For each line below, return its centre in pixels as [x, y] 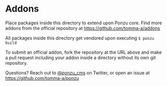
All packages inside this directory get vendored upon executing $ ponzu [80, 38]
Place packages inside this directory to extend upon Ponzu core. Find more [84, 23]
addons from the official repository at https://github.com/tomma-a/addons [83, 28]
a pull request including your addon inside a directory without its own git [80, 57]
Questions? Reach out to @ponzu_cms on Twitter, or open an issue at [78, 73]
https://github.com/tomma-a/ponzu [42, 78]
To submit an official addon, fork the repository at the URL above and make [83, 52]
